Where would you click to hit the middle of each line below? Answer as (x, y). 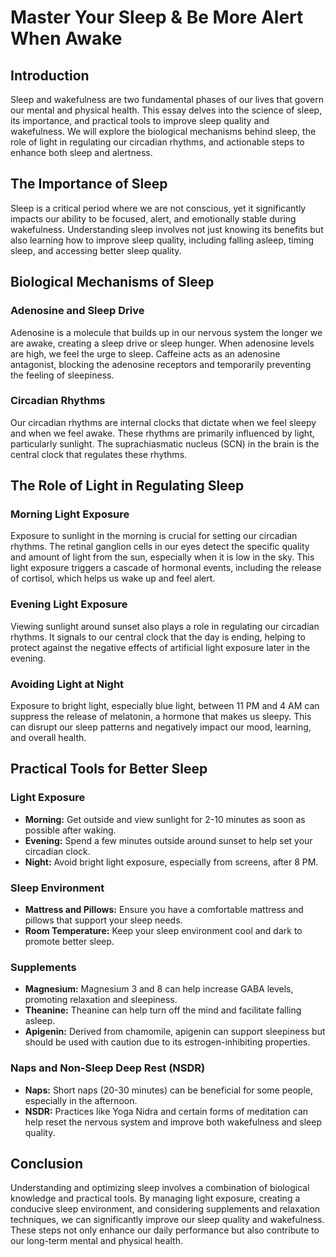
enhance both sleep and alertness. (81, 152)
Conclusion (47, 1164)
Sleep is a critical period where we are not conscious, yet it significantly (158, 208)
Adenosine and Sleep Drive (77, 311)
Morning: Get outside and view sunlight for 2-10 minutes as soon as (165, 819)
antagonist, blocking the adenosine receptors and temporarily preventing (161, 364)
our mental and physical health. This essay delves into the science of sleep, (166, 110)
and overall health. (48, 738)
